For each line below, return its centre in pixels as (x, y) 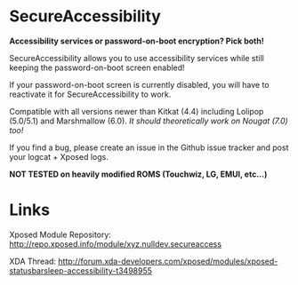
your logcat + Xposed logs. (59, 156)
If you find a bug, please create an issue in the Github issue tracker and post (149, 147)
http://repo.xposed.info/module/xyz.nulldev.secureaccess (116, 244)
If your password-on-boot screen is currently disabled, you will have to (139, 84)
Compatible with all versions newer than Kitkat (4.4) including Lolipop (137, 111)
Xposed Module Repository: (60, 234)
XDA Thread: (32, 261)
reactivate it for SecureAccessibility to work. (90, 94)
